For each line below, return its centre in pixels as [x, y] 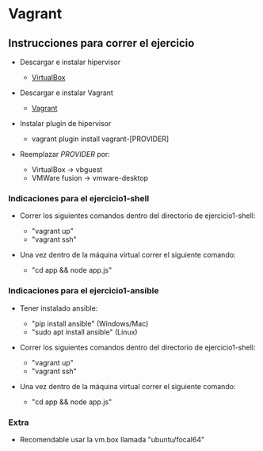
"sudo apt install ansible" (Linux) [84, 332]
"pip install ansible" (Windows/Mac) [90, 323]
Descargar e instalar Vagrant [66, 93]
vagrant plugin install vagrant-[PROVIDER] [100, 139]
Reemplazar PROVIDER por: [65, 154]
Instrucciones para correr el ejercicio [101, 43]
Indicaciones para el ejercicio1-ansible [84, 291]
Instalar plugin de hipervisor [65, 123]
